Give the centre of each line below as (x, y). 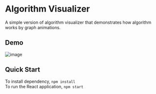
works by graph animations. (33, 27)
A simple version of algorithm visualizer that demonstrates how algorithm (78, 22)
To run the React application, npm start (44, 86)
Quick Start (23, 70)
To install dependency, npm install (40, 81)
